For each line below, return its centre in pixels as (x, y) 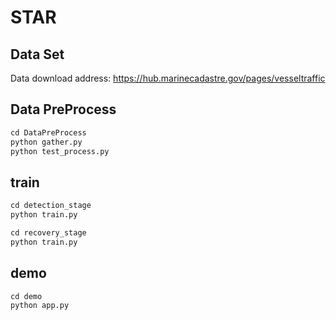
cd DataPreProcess (48, 132)
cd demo (26, 296)
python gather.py (46, 142)
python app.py (40, 306)
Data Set (37, 54)
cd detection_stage (51, 206)
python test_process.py (60, 151)
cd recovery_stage (48, 233)
